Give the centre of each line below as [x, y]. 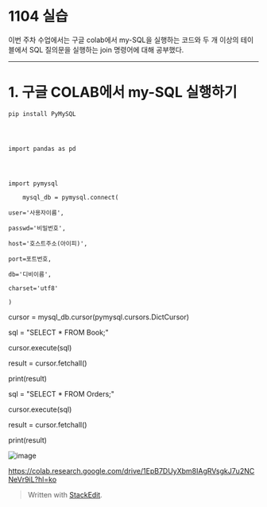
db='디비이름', [30, 274]
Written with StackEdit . [65, 494]
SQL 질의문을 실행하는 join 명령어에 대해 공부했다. [106, 49]
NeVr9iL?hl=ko [33, 479]
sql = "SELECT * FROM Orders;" [62, 393]
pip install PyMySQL [43, 114]
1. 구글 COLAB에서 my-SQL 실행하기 [123, 93]
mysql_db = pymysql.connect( [71, 197]
